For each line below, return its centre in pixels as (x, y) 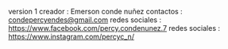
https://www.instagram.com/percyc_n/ (71, 36)
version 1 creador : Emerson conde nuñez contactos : (95, 11)
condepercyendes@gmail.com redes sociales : (85, 20)
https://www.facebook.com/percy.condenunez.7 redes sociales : (114, 28)
